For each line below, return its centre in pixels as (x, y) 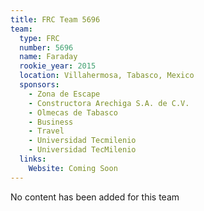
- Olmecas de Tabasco (73, 112)
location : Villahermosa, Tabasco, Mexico (107, 76)
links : (33, 159)
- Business (51, 122)
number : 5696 (46, 47)
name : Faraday (48, 57)
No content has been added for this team (95, 197)
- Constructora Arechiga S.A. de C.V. (109, 103)
